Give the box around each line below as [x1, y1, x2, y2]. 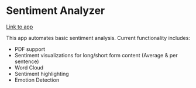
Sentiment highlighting [14, 70, 69, 77]
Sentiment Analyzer [6, 4, 105, 17]
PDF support [14, 45, 46, 53]
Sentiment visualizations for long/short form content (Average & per [14, 52, 178, 58]
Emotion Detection [14, 76, 60, 83]
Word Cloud [14, 64, 44, 71]
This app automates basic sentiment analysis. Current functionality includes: [6, 34, 190, 41]
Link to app [6, 23, 33, 30]
